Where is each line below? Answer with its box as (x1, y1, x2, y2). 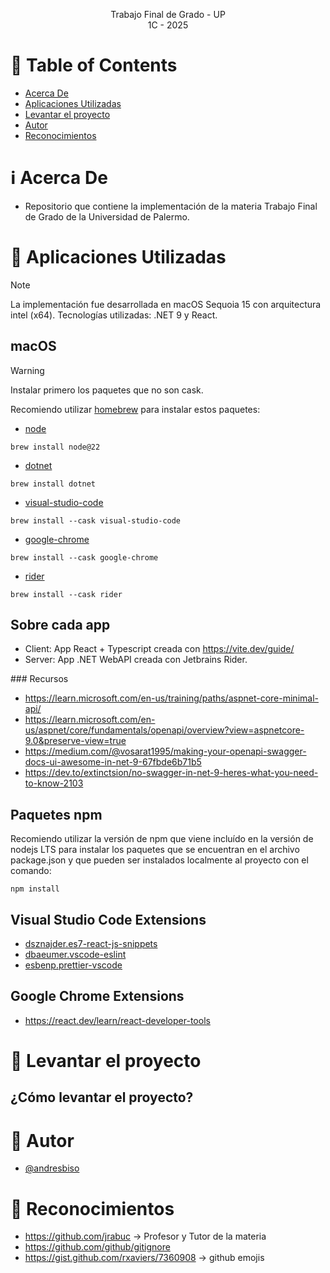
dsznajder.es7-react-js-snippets (24, 938, 158, 950)
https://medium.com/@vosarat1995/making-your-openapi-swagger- (24, 745, 307, 758)
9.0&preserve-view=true (24, 735, 127, 747)
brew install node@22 (10, 442, 101, 452)
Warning (10, 364, 45, 376)
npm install (10, 884, 60, 894)
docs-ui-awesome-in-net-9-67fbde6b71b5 (24, 756, 202, 768)
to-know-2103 (24, 777, 84, 789)
